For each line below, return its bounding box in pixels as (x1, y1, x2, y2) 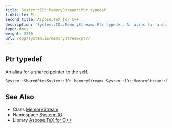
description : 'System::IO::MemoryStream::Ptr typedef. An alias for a (5, 22, 159, 27)
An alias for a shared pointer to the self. (5, 69, 89, 75)
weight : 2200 (5, 31, 33, 36)
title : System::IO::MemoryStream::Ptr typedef (5, 7, 106, 13)
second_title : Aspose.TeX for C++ (5, 17, 79, 22)
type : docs (5, 27, 29, 32)
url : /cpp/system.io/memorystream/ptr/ (5, 36, 91, 41)
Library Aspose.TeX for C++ (12, 117, 72, 123)
